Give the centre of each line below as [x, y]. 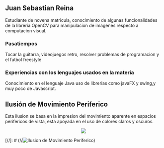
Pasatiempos [21, 43]
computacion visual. [26, 31]
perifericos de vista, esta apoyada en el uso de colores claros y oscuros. [80, 122]
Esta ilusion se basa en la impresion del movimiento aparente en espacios [81, 116]
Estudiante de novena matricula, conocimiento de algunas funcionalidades [81, 20]
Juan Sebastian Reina [39, 8]
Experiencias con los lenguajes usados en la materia [70, 73]
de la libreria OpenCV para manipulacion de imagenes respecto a [72, 25]
